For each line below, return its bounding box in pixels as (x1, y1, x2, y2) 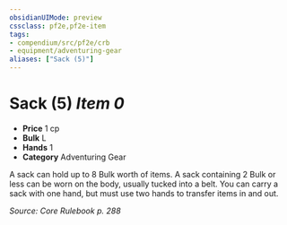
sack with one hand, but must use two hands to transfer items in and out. (9, 187, 279, 198)
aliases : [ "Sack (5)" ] (9, 55, 94, 64)
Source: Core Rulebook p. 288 (9, 205, 121, 216)
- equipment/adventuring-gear (9, 47, 123, 56)
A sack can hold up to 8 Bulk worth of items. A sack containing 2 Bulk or (9, 169, 276, 179)
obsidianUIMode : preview (9, 13, 102, 22)
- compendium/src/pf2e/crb (9, 38, 110, 48)
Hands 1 (22, 142, 54, 152)
